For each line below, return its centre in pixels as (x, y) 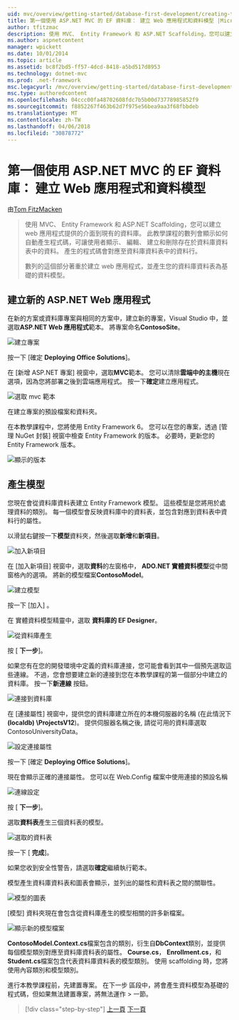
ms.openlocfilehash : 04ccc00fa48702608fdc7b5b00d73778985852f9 (103, 100)
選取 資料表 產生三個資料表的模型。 (57, 822)
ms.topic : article (34, 61)
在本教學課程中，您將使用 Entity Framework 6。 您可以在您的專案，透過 (112, 427)
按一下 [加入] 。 (30, 605)
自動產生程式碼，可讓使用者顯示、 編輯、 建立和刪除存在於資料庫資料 (126, 242)
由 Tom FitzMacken (35, 209)
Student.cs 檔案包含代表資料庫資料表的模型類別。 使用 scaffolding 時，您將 (118, 961)
